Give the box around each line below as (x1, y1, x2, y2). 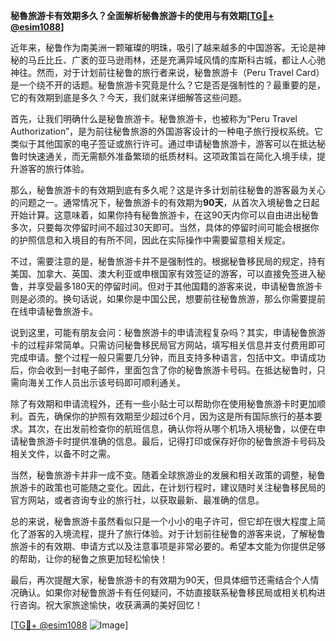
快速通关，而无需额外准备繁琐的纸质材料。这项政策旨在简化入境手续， (27, 150, 317, 162)
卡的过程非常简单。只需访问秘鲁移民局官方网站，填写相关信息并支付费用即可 (10, 339, 326, 351)
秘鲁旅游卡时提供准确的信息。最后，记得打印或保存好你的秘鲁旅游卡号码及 (18, 435, 326, 447)
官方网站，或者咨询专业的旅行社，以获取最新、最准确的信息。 (10, 494, 265, 506)
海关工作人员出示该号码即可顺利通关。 (27, 377, 186, 388)
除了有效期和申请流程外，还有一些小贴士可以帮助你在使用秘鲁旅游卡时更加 (10, 398, 317, 409)
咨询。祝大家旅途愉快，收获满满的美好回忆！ (18, 599, 203, 611)
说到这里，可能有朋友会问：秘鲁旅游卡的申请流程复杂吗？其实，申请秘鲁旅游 (10, 327, 326, 338)
